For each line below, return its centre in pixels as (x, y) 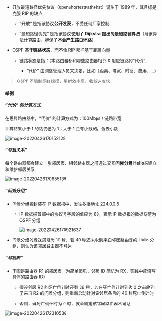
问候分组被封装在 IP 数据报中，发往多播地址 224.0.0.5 (66, 204)
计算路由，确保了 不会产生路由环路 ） (60, 40)
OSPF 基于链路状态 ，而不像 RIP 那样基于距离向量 (61, 50)
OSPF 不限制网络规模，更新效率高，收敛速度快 (64, 81)
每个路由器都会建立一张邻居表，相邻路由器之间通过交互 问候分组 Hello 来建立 (81, 163)
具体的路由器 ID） (30, 277)
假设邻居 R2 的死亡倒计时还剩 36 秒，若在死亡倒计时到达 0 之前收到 (87, 287)
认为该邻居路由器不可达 (48, 246)
